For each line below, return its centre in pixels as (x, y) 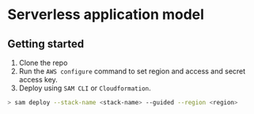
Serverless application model (106, 15)
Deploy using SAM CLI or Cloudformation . (85, 88)
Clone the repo (43, 63)
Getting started (46, 44)
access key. (38, 80)
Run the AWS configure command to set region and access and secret (132, 71)
